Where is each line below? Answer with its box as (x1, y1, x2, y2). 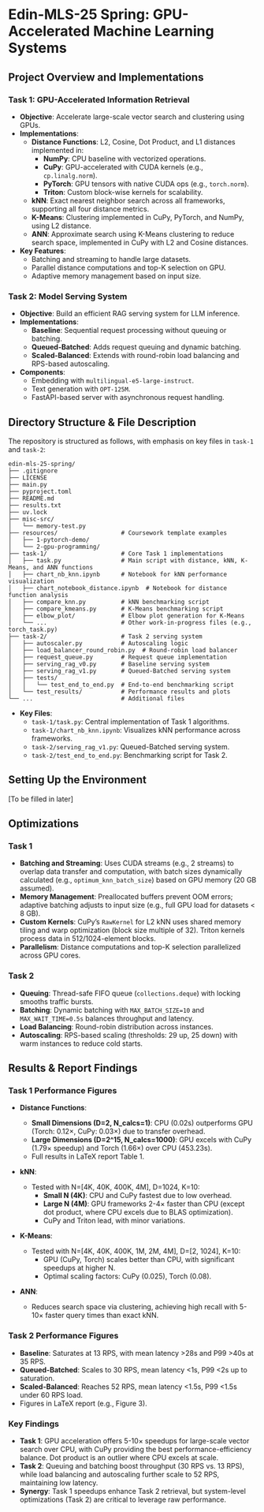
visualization (8, 577, 55, 585)
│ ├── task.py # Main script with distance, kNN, (8, 556, 238, 565)
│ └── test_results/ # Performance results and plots (8, 688, 231, 696)
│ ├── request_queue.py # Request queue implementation (8, 653, 227, 661)
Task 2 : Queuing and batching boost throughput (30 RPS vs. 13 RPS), (19, 1462, 245, 1471)
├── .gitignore (8, 467, 58, 475)
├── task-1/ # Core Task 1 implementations (8, 550, 224, 558)
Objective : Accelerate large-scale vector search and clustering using (19, 112, 244, 121)
